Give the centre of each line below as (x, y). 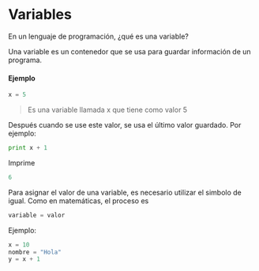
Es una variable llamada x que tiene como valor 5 (107, 110)
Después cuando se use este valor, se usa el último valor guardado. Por (125, 125)
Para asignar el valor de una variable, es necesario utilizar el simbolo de (125, 192)
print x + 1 (28, 148)
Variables (40, 15)
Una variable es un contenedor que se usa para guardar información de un (129, 51)
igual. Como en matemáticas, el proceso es (79, 200)
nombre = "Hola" (35, 252)
